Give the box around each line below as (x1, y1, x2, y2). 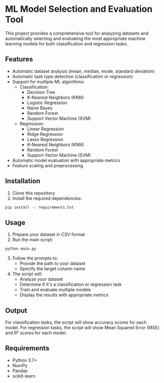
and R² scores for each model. (5, 330, 67, 336)
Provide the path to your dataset (19, 261, 85, 267)
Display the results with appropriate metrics (19, 292, 109, 298)
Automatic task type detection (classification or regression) (12, 73, 133, 79)
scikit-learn (12, 373, 36, 379)
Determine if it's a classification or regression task (19, 281, 122, 287)
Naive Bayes (27, 105, 53, 111)
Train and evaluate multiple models (19, 287, 91, 293)
